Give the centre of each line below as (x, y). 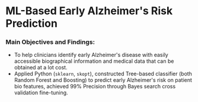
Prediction (31, 23)
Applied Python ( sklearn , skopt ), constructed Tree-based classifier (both (103, 74)
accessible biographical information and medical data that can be (94, 61)
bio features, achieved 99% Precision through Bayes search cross (95, 87)
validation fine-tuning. (41, 93)
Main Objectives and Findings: (50, 42)
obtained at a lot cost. (41, 68)
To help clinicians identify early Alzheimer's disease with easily (91, 55)
